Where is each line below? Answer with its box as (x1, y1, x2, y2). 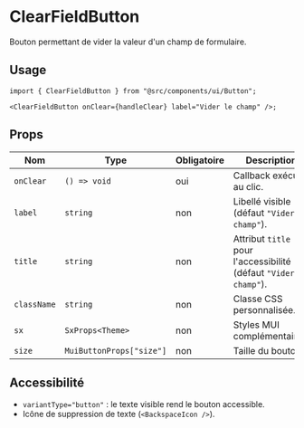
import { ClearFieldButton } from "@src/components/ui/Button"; (9, 86, 257, 96)
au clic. (233, 180, 264, 193)
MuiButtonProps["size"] (64, 346, 167, 356)
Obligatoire (175, 154, 224, 166)
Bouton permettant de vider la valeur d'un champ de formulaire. (9, 36, 247, 47)
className (14, 299, 56, 309)
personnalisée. (233, 303, 296, 316)
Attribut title (233, 233, 291, 245)
